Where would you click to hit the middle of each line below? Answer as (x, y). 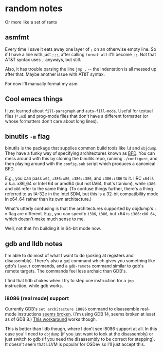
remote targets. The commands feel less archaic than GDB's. (66, 271)
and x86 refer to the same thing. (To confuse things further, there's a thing (79, 189)
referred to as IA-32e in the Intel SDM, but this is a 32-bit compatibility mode (82, 194)
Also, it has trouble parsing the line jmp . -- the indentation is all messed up (81, 69)
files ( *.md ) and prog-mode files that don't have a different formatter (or (77, 116)
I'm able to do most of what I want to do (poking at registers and (69, 256)
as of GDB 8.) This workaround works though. (51, 319)
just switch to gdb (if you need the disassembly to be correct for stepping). (80, 339)
